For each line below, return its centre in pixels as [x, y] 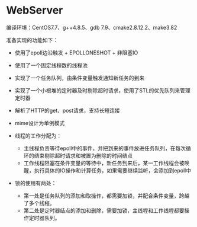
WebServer [35, 10]
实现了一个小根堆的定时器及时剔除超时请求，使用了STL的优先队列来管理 [102, 90]
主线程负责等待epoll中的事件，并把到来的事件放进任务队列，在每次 [105, 148]
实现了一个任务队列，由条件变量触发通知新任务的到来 [80, 78]
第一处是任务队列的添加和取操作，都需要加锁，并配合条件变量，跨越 [106, 196]
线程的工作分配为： [38, 135]
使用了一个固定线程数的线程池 [51, 65]
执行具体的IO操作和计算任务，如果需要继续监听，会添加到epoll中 [112, 170]
